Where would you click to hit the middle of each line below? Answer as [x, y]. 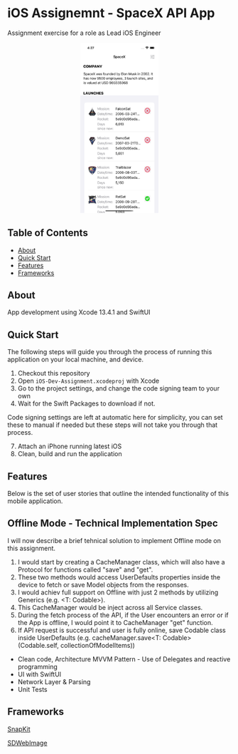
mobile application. [35, 501]
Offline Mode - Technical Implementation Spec [113, 523]
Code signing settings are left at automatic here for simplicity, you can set [115, 418]
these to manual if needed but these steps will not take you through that [113, 425]
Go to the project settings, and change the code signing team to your [119, 388]
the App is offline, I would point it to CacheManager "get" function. [115, 622]
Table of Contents [48, 233]
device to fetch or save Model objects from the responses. [103, 584]
